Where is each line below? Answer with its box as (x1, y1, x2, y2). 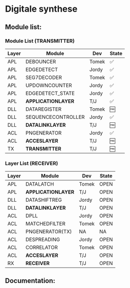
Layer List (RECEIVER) (5, 160, 58, 167)
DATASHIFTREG (25, 196, 62, 203)
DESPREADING (25, 236, 60, 243)
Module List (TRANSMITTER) (5, 38, 75, 44)
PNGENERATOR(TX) (25, 228, 72, 235)
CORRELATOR (25, 244, 58, 251)
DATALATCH (25, 181, 55, 188)
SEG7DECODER (25, 74, 62, 81)
